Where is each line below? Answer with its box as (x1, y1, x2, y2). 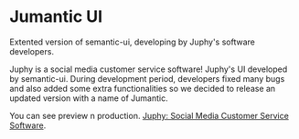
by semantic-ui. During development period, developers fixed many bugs (9, 73, 285, 84)
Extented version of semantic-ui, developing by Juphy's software (9, 36, 256, 47)
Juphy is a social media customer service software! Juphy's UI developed (9, 64, 288, 74)
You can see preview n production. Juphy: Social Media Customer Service (9, 110, 290, 121)
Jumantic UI (9, 6, 103, 27)
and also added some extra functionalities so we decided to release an (9, 83, 276, 94)
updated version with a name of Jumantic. (9, 93, 168, 104)
